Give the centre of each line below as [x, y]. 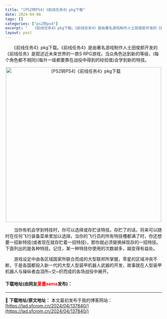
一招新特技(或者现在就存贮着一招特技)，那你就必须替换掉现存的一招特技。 [85, 242]
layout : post [19, 33]
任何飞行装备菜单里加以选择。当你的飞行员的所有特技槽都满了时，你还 [85, 236]
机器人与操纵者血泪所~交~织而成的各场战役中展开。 [58, 271]
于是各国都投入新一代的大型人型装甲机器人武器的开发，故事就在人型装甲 [88, 265]
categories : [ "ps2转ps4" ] [32, 24]
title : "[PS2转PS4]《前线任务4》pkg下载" [45, 10]
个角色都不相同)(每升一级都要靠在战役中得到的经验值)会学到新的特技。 [77, 60]
